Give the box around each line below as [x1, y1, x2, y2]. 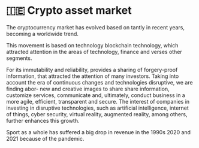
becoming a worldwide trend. [6, 30, 79, 37]
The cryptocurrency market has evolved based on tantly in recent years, [6, 23, 185, 31]
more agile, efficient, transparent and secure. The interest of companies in [6, 98, 190, 105]
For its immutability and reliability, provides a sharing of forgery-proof [6, 66, 178, 73]
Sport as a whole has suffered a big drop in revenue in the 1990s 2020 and [6, 128, 191, 135]
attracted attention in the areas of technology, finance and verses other [6, 48, 183, 55]
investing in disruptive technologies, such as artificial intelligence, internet [6, 104, 189, 111]
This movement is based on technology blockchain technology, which [6, 41, 179, 49]
